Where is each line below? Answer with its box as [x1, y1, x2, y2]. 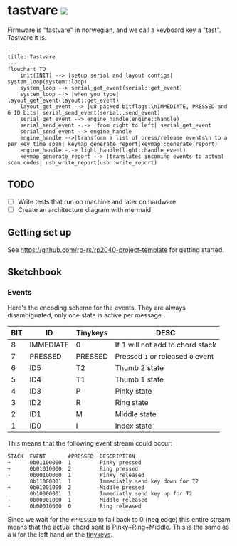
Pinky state [115, 387, 152, 397]
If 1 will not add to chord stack [115, 340, 217, 350]
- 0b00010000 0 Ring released [7, 503, 142, 510]
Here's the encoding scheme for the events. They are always [7, 303, 186, 312]
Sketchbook [7, 266, 63, 278]
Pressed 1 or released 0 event [115, 352, 214, 362]
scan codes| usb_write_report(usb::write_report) [7, 159, 158, 166]
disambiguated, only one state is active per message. [7, 311, 164, 320]
